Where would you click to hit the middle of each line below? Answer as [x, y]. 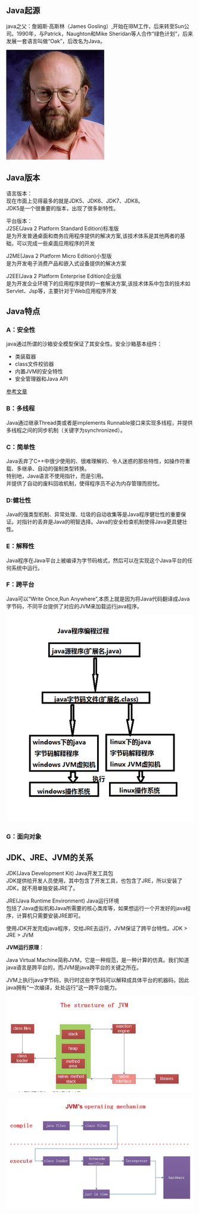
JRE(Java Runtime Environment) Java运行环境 [63, 901]
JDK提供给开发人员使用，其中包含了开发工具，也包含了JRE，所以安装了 [94, 880]
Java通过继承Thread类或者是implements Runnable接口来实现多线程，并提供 [99, 422]
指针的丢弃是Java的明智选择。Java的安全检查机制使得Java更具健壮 [105, 522]
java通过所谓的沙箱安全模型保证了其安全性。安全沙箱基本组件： [84, 344]
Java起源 [23, 11]
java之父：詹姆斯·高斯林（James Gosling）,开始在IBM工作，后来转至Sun [95, 26]
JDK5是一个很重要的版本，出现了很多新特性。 [63, 208]
